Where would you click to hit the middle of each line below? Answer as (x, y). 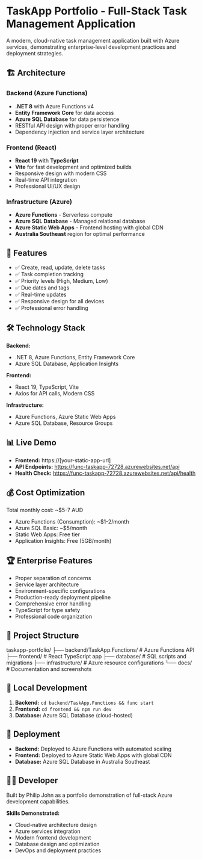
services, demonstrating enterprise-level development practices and (91, 47)
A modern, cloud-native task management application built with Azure (93, 40)
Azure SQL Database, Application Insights (67, 363)
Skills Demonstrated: (33, 813)
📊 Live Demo (32, 443)
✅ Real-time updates (41, 295)
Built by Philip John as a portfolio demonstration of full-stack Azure (89, 795)
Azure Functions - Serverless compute (64, 215)
